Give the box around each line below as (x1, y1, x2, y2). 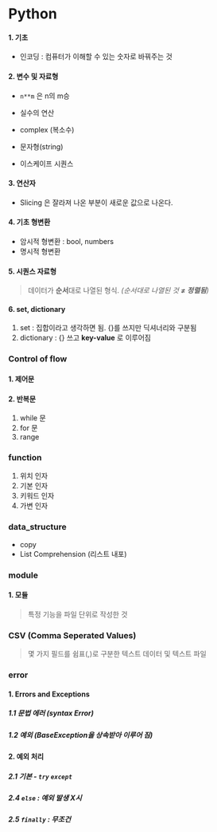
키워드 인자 (19, 491, 55, 501)
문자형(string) (19, 141, 64, 152)
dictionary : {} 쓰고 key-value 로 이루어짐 (19, 333, 151, 343)
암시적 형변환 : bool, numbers (19, 237, 114, 246)
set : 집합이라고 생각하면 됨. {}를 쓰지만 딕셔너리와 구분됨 (19, 323, 197, 333)
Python (8, 5, 57, 23)
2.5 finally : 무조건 (8, 814, 72, 824)
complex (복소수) (19, 124, 75, 134)
